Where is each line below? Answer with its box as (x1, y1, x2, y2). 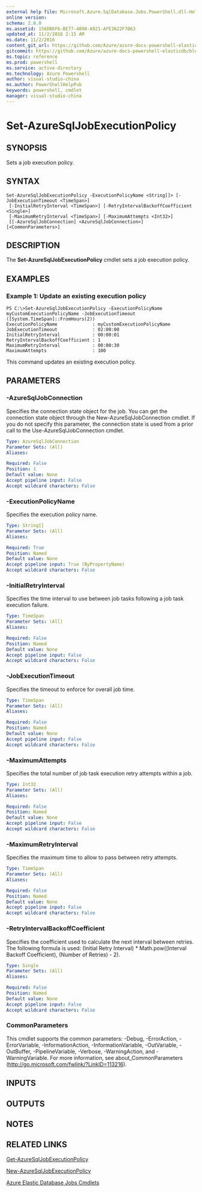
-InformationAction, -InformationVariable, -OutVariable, (41, 1041, 179, 1049)
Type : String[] (6, 523, 44, 529)
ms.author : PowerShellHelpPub (6, 82, 82, 88)
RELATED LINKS (6, 1140, 67, 1150)
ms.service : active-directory (6, 65, 82, 71)
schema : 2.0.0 (6, 20, 42, 26)
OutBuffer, (6, 1047, 32, 1055)
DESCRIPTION (6, 240, 60, 250)
